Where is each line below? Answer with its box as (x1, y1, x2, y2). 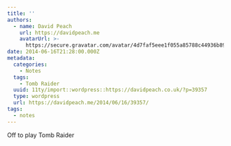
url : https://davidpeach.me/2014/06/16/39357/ (13, 99, 149, 106)
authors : (7, 16, 32, 23)
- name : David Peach (13, 23, 72, 29)
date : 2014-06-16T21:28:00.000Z (7, 49, 100, 56)
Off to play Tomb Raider (7, 131, 74, 139)
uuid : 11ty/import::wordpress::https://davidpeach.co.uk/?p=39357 (13, 86, 208, 93)
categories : (13, 61, 48, 68)
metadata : (7, 55, 36, 62)
